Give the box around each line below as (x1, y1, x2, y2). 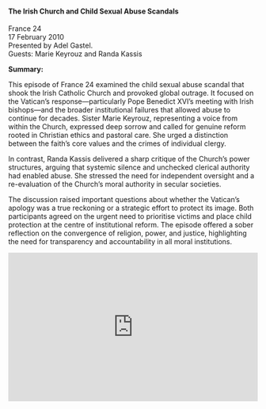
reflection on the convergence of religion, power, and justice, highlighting (8, 228, 247, 238)
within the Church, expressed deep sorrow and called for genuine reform (8, 122, 246, 132)
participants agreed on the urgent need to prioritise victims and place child (8, 212, 252, 221)
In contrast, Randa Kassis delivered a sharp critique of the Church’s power (8, 155, 251, 164)
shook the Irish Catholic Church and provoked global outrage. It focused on (8, 88, 254, 98)
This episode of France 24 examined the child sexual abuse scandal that (8, 80, 245, 90)
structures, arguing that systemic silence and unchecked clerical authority (8, 162, 250, 172)
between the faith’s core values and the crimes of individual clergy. (8, 139, 227, 148)
